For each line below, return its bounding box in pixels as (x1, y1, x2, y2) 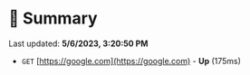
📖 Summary (8, 8, 98, 29)
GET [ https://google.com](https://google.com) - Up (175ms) (21, 55, 242, 66)
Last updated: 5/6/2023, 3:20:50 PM (8, 38, 149, 49)
